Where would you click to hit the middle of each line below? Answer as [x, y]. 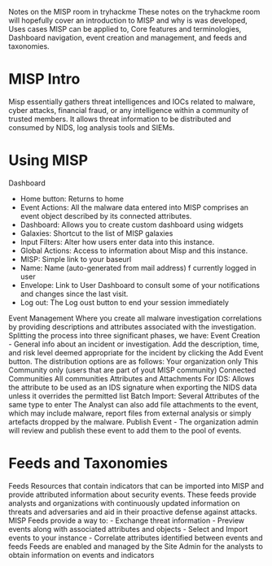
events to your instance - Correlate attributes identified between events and [136, 538]
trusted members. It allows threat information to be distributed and [120, 119]
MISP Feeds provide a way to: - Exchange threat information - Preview [127, 520]
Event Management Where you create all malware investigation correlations [135, 318]
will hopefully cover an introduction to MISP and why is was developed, [128, 20]
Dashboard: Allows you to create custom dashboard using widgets [132, 224]
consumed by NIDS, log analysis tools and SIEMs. [92, 127]
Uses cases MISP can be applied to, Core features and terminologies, [125, 29]
